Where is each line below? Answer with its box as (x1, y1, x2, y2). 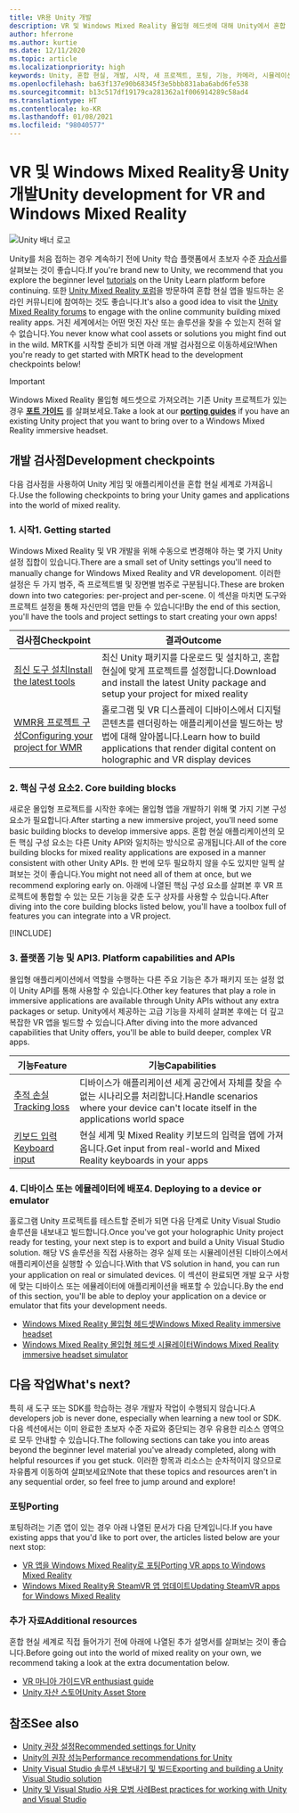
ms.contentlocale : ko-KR (9, 104, 101, 113)
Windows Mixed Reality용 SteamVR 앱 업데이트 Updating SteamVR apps (21, 1580, 280, 1592)
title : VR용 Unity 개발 (9, 12, 92, 22)
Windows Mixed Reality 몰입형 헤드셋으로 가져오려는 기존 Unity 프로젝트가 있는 (9, 394, 287, 405)
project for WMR (13, 741, 83, 754)
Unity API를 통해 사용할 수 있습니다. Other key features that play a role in (18, 985, 276, 995)
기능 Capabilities (148, 1059, 217, 1071)
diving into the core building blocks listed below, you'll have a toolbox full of (9, 902, 287, 912)
